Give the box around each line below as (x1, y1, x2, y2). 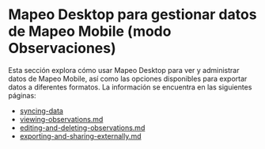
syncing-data (19, 105, 63, 116)
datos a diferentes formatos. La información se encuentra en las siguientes (8, 82, 252, 92)
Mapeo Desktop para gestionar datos (8, 6, 257, 24)
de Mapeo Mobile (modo (8, 22, 172, 40)
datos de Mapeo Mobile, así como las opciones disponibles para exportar (8, 74, 248, 83)
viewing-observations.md (19, 114, 104, 124)
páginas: (8, 90, 37, 100)
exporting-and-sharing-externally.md (19, 131, 142, 140)
